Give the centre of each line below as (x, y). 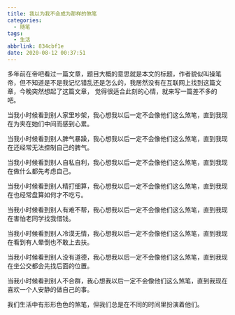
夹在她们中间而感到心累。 (56, 123)
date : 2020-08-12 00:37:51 (47, 53)
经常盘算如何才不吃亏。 (53, 194)
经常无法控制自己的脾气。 (56, 147)
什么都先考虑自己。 (47, 171)
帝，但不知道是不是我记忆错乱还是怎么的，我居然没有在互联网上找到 (105, 82)
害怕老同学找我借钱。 (44, 218)
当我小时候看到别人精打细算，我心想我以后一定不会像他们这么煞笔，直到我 (114, 186)
